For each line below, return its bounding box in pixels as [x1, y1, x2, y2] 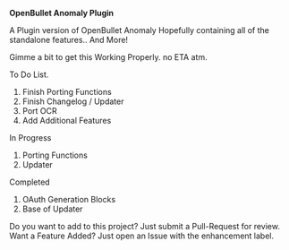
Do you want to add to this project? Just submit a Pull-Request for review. [9, 221, 280, 231]
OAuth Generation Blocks [21, 194, 116, 204]
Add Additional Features [21, 116, 112, 125]
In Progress [9, 133, 52, 142]
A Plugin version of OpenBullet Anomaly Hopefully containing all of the [9, 25, 270, 35]
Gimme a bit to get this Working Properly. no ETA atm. [9, 52, 208, 62]
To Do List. [9, 69, 49, 80]
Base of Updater [21, 203, 83, 214]
